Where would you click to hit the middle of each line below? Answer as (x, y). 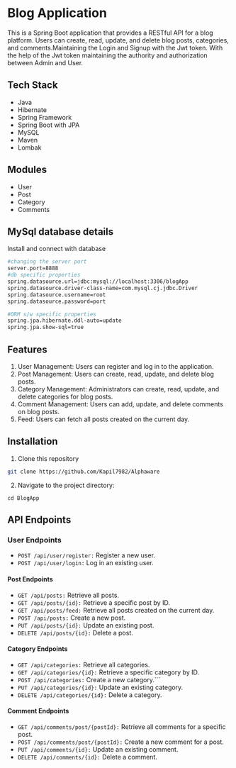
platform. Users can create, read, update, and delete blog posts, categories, (118, 40)
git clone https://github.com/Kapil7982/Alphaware (84, 472)
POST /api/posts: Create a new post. (72, 618)
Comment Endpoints (38, 711)
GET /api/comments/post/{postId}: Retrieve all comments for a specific (122, 727)
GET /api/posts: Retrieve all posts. (68, 595)
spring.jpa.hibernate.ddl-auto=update (64, 321)
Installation (33, 441)
